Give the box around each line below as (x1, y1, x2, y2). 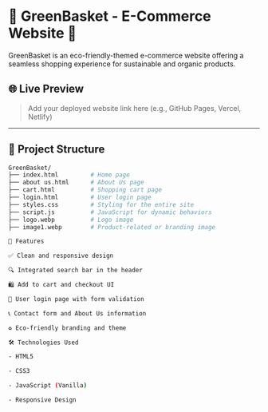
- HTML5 (8, 353, 34, 361)
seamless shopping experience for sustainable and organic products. (8, 59, 236, 69)
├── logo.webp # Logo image (8, 216, 134, 224)
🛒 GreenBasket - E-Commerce (8, 7, 211, 26)
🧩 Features (8, 237, 45, 246)
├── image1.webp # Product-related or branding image (8, 223, 216, 231)
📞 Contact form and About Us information (8, 309, 147, 318)
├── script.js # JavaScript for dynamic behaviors (8, 208, 213, 216)
